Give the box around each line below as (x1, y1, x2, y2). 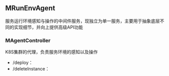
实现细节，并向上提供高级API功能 (14, 24, 83, 30)
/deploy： (12, 59, 33, 65)
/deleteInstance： (12, 66, 50, 72)
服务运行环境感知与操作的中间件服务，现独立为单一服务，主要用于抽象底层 (5, 17, 160, 24)
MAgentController (5, 37, 51, 44)
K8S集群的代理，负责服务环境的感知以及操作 (5, 49, 98, 55)
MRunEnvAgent (5, 4, 55, 12)
